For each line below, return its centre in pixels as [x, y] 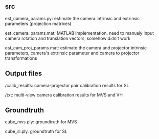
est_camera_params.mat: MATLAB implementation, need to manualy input [79, 33]
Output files [24, 74]
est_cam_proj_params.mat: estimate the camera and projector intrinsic [76, 47]
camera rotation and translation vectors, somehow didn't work [68, 38]
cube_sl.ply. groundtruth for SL [36, 131]
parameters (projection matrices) [38, 23]
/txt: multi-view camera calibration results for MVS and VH [64, 95]
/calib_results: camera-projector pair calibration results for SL [67, 85]
